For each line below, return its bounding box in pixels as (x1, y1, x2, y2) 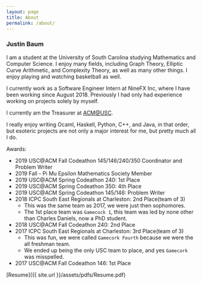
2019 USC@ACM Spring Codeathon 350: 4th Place (14, 182, 142, 190)
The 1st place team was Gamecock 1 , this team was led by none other (24, 208, 194, 215)
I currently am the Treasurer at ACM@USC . (6, 109, 113, 116)
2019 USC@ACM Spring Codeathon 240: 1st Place (14, 176, 140, 183)
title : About (6, 14, 39, 21)
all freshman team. (24, 240, 71, 247)
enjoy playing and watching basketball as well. (6, 73, 122, 80)
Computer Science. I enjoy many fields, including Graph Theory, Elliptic (6, 60, 183, 67)
